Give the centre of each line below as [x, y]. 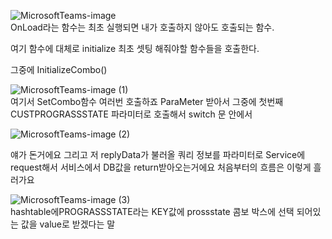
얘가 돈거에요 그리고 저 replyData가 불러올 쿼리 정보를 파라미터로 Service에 [158, 154]
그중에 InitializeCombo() [59, 69]
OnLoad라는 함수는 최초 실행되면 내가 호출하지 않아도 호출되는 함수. [142, 27]
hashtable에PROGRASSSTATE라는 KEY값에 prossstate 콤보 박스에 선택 [152, 211]
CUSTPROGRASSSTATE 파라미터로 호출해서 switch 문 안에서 [131, 114]
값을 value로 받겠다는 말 [68, 224]
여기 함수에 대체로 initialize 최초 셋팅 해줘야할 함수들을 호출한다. [135, 48]
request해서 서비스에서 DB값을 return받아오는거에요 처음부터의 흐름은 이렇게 [161, 167]
